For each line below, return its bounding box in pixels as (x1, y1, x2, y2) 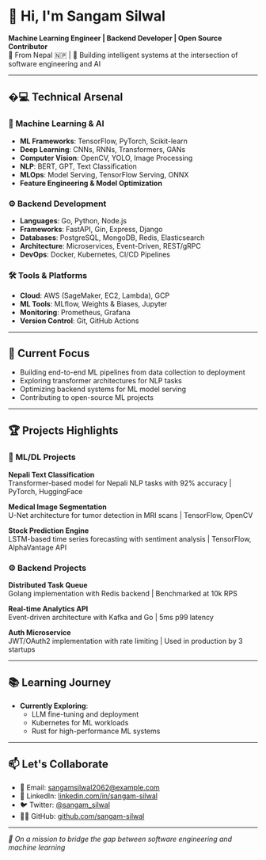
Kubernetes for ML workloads (31, 717, 129, 727)
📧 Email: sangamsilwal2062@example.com (19, 782, 160, 792)
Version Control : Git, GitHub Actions (19, 316, 139, 325)
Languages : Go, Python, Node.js (19, 215, 127, 225)
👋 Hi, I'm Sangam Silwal (8, 7, 166, 25)
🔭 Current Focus (8, 346, 90, 360)
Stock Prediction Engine (8, 526, 89, 535)
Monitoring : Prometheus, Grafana (19, 308, 131, 318)
